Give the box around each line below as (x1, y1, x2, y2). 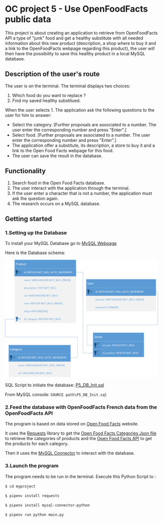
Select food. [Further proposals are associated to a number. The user (12, 132, 150, 138)
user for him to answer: (5, 112, 52, 118)
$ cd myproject (5, 484, 36, 489)
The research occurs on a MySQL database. (12, 201, 101, 206)
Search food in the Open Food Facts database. (12, 180, 106, 186)
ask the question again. (12, 195, 59, 201)
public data (5, 14, 51, 25)
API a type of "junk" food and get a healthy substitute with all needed (5, 35, 144, 41)
